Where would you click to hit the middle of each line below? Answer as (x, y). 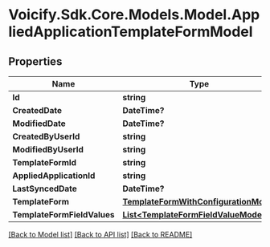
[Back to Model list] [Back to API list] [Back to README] (100, 235)
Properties (35, 61)
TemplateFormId (45, 162)
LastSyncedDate (45, 188)
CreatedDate (37, 110)
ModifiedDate (39, 123)
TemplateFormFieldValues (63, 215)
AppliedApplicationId (54, 176)
